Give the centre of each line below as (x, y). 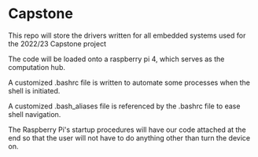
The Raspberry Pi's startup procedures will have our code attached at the (127, 130)
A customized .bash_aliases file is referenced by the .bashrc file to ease (124, 106)
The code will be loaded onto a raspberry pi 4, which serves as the (116, 59)
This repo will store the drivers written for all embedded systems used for (127, 35)
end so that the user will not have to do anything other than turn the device (129, 137)
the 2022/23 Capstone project (57, 43)
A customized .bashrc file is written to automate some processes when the (129, 82)
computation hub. (37, 67)
